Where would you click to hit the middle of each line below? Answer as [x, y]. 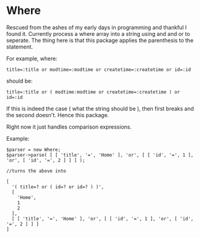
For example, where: [32, 58]
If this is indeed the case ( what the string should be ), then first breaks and [100, 108]
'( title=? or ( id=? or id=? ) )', [58, 187]
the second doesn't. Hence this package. [58, 115]
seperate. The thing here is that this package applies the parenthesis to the [100, 40]
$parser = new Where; [34, 149]
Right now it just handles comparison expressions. [69, 127]
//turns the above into [36, 171]
